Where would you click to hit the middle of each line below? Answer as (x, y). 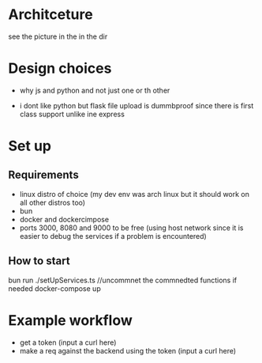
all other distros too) (52, 202)
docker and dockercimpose (64, 219)
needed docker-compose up (54, 288)
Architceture (51, 15)
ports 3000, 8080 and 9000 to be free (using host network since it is (131, 228)
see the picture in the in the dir (58, 36)
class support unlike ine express (72, 114)
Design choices (60, 68)
